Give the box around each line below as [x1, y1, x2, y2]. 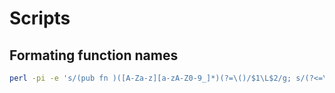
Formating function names [9, 47, 179, 64]
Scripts [9, 7, 71, 30]
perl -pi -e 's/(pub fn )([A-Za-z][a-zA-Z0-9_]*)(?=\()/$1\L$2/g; [9, 73, 292, 83]
